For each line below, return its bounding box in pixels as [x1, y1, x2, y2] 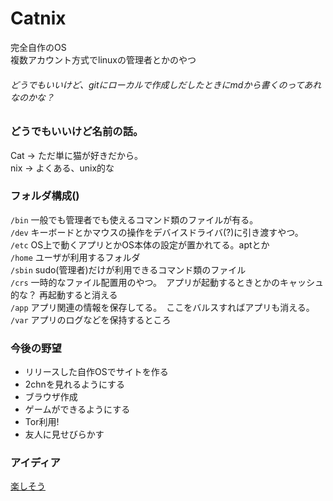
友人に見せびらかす [24, 428, 105, 441]
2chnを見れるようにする [24, 378, 126, 391]
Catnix [10, 7, 67, 30]
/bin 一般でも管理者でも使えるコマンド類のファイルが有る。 [10, 213, 259, 226]
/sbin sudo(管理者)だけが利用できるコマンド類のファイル [10, 263, 247, 276]
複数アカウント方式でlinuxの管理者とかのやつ [10, 53, 197, 66]
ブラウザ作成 [24, 391, 78, 403]
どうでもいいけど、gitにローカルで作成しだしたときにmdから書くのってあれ [10, 78, 322, 91]
